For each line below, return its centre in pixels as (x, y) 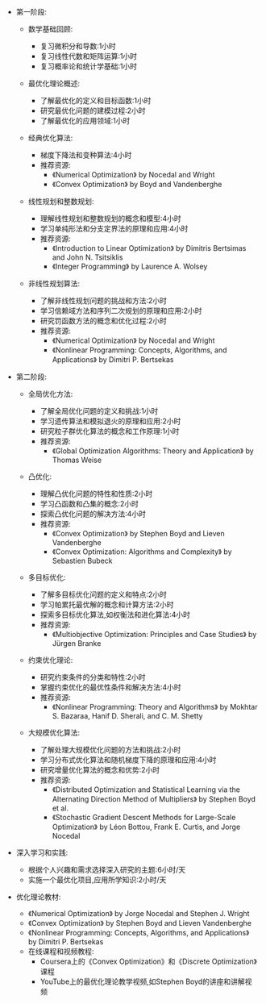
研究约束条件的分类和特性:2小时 (93, 677)
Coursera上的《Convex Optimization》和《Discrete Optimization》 (149, 961)
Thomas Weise (77, 460)
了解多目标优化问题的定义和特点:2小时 (103, 594)
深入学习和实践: (42, 852)
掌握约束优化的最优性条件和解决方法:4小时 (110, 687)
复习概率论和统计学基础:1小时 (89, 66)
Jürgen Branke (77, 643)
